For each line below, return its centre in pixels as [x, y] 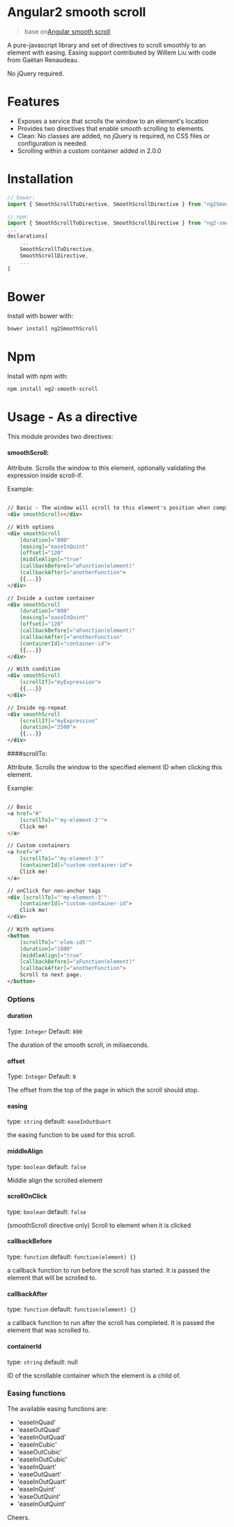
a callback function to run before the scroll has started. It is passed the [109, 1271]
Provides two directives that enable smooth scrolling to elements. [111, 128]
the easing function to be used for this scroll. [71, 1135]
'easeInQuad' [37, 1422]
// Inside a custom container [51, 598]
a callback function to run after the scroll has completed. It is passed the [111, 1323]
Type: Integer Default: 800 [45, 1032]
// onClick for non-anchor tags [54, 891]
